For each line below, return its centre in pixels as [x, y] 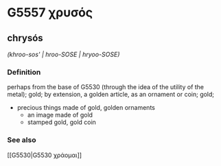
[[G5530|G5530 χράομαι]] [45, 155]
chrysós [25, 38]
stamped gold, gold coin [61, 122]
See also [22, 140]
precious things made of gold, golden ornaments [86, 108]
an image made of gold [60, 115]
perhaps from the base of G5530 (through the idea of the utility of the [106, 87]
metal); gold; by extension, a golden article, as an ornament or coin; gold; [111, 95]
